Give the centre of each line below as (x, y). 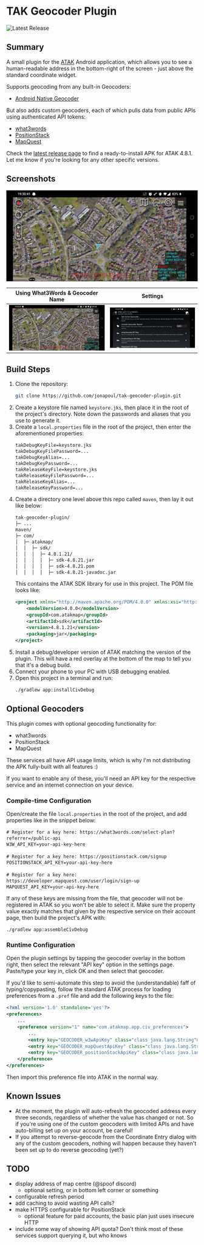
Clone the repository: (42, 384)
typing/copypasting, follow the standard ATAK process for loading (89, 989)
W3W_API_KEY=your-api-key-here (46, 844)
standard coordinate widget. (42, 75)
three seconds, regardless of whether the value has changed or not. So (104, 1117)
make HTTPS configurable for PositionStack (70, 1209)
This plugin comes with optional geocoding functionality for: (81, 723)
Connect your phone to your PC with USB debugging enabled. (93, 672)
